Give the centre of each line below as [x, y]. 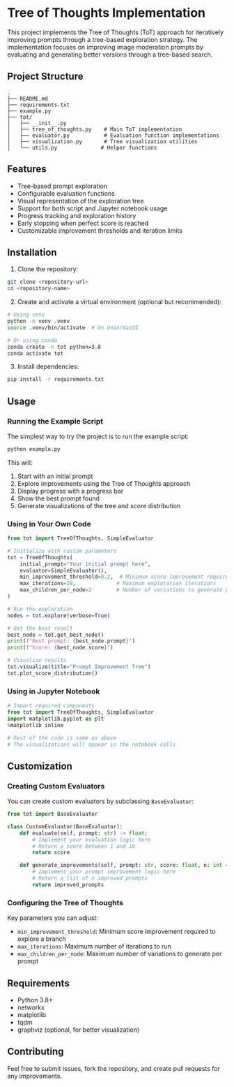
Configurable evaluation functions [66, 193]
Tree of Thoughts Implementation [107, 13]
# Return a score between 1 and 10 [84, 846]
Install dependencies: [48, 367]
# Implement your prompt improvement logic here [104, 872]
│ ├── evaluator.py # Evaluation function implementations [113, 135]
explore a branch [41, 939]
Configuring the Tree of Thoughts [65, 902]
